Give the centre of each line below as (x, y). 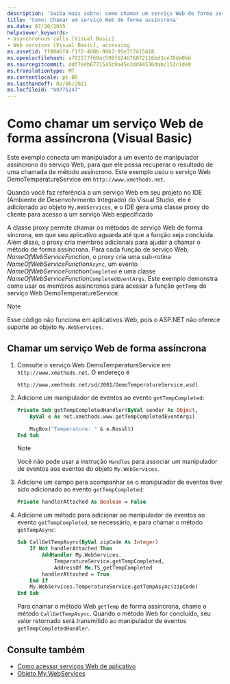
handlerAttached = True (76, 574)
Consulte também (46, 649)
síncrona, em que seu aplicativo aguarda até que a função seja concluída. (111, 235)
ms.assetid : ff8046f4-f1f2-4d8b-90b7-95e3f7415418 (81, 52)
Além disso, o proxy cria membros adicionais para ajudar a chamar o (104, 242)
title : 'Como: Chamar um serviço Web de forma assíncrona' (93, 20)
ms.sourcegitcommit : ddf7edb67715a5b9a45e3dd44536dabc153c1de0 (99, 64)
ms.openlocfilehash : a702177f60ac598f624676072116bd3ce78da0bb (99, 58)
